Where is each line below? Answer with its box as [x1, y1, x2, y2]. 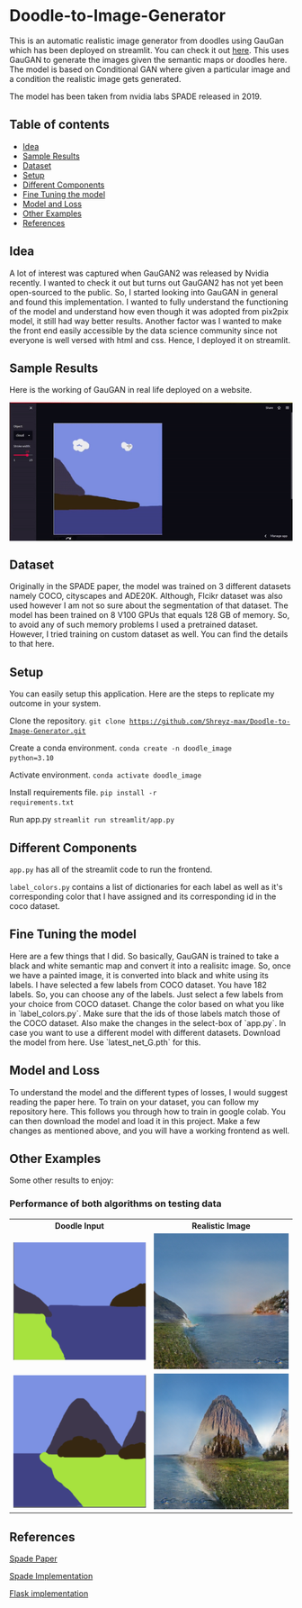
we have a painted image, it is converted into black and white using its [9, 969, 270, 980]
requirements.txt [9, 798, 75, 807]
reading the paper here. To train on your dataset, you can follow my [9, 1096, 259, 1107]
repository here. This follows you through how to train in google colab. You [9, 1105, 286, 1117]
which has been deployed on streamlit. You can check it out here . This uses [9, 44, 289, 55]
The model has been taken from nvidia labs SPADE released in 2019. [9, 91, 262, 102]
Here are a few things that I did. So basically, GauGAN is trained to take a [9, 950, 280, 961]
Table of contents [9, 117, 110, 132]
